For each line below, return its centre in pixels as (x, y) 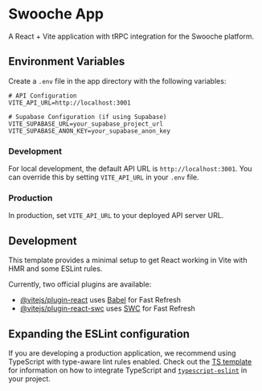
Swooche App (56, 14)
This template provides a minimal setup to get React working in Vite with (128, 260)
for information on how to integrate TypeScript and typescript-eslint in (128, 370)
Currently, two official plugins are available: (80, 284)
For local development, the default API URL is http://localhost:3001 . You (130, 169)
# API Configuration (43, 96)
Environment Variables (67, 62)
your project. (29, 378)
